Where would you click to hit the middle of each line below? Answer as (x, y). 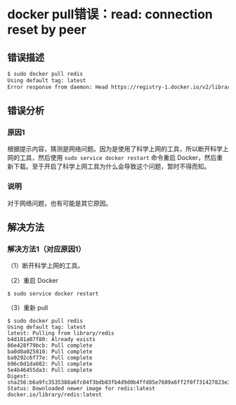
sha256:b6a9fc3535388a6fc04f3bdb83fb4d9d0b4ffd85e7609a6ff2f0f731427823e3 (119, 383)
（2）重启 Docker (33, 281)
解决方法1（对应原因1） (46, 248)
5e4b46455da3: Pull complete (50, 370)
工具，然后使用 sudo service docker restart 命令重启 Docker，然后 (118, 158)
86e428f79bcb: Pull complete (50, 346)
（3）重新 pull (28, 308)
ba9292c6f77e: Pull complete (50, 358)
